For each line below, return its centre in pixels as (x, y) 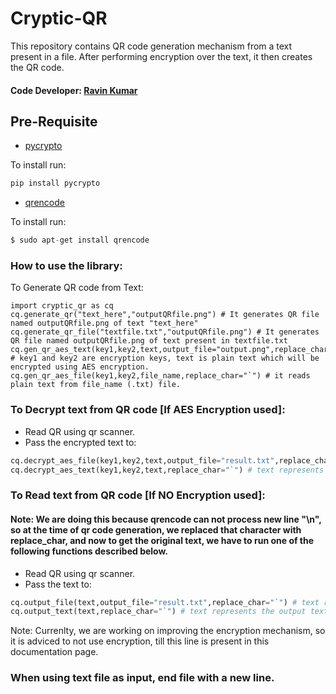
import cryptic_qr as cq (62, 306)
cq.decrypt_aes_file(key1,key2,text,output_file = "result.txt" (142, 460)
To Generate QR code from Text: (77, 288)
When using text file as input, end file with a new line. (142, 678)
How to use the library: (66, 266)
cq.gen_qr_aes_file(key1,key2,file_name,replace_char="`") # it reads (160, 376)
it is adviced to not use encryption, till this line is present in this (140, 641)
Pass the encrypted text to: (80, 442)
